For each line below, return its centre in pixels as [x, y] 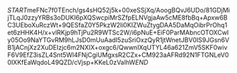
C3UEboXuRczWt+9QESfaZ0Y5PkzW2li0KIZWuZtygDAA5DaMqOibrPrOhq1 [117, 25]
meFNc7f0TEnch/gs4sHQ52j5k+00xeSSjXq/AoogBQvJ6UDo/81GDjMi [128, 10]
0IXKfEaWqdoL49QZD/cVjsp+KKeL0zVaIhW [71, 62]
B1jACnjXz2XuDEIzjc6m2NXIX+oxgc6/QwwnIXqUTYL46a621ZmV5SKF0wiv [117, 47]
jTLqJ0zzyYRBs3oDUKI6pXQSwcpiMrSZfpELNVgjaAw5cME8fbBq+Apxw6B [117, 18]
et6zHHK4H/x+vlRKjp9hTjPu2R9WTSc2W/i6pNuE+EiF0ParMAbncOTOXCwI [118, 32]
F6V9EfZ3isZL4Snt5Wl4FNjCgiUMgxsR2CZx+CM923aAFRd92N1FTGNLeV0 [118, 55]
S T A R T [17, 10]
